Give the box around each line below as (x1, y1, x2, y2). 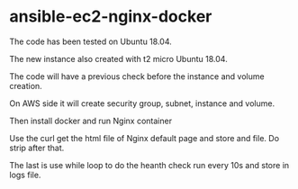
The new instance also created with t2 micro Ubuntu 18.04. (9, 53, 228, 64)
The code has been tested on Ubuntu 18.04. (9, 36, 173, 47)
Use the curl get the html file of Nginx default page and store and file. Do (9, 132, 280, 143)
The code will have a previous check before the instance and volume (9, 70, 265, 82)
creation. (9, 80, 42, 91)
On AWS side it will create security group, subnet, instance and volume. (9, 97, 275, 109)
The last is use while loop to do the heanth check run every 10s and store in (9, 159, 290, 170)
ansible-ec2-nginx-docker (9, 6, 212, 27)
